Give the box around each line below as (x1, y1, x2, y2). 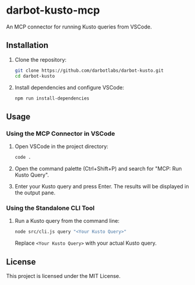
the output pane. (14, 189, 56, 196)
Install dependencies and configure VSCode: (14, 84, 124, 91)
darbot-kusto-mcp (6, 4, 100, 17)
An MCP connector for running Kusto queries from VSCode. (6, 23, 152, 30)
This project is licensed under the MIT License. (6, 272, 121, 279)
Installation (6, 40, 49, 50)
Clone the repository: (14, 56, 67, 63)
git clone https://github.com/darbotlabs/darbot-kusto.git (14, 68, 164, 73)
